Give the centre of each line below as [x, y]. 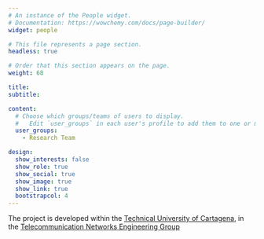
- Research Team [49, 138]
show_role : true [42, 167]
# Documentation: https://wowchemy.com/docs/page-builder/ [107, 23]
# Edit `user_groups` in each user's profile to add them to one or [133, 123]
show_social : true [46, 174]
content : [22, 108]
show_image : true [44, 182]
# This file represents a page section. [75, 44]
